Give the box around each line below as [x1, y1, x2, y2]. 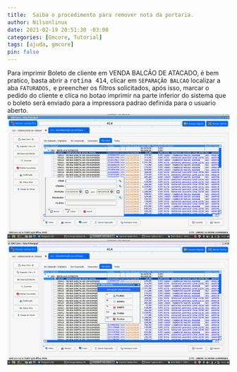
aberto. [7, 106, 28, 114]
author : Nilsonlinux [7, 18, 68, 26]
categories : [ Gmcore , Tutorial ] [7, 34, 102, 41]
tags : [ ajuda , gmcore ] [7, 41, 74, 49]
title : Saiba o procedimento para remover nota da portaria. [7, 11, 194, 18]
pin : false [7, 49, 39, 56]
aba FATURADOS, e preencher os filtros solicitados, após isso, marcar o [7, 84, 209, 92]
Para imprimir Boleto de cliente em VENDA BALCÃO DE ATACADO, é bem [7, 69, 219, 77]
